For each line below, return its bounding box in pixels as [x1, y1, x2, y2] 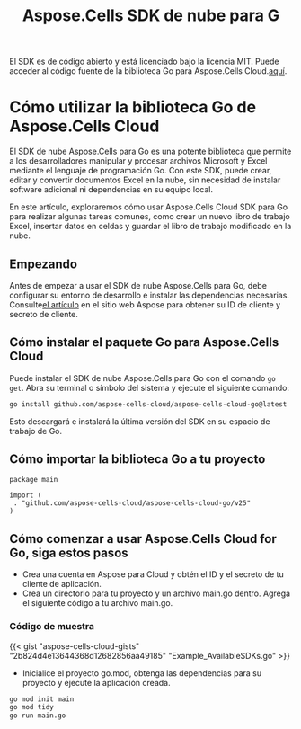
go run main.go [9, 711, 66, 720]
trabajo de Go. [9, 425, 63, 436]
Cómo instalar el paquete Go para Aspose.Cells [9, 334, 279, 351]
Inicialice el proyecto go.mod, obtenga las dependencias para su [22, 667, 262, 679]
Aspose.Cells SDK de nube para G [22, 5, 280, 26]
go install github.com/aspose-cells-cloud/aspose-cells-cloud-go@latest [9, 399, 288, 409]
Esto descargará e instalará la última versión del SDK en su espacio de [9, 415, 270, 427]
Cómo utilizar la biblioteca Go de [9, 97, 257, 118]
